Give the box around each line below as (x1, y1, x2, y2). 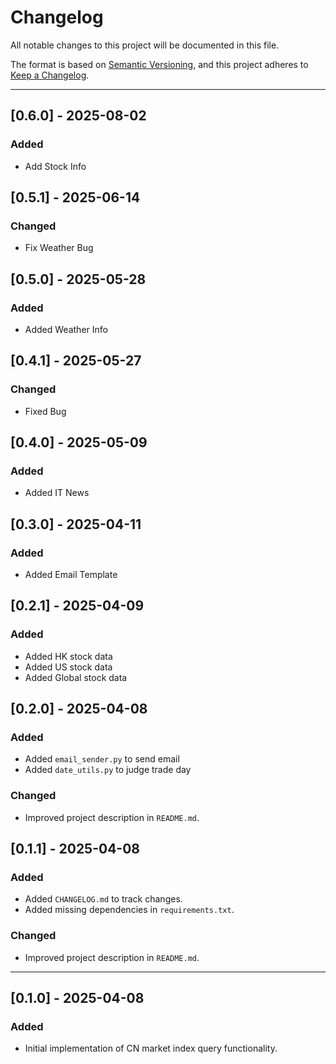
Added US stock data (24, 661, 113, 673)
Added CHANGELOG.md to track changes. (24, 893, 183, 905)
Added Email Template (24, 569, 118, 581)
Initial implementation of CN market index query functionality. (24, 1042, 278, 1055)
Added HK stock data (24, 650, 113, 662)
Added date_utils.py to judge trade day (24, 764, 192, 776)
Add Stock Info (24, 160, 87, 172)
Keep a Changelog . (10, 69, 90, 81)
